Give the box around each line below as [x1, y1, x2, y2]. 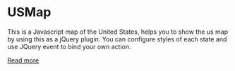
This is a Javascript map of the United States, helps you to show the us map [7, 27, 229, 36]
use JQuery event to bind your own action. [7, 42, 131, 51]
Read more [7, 56, 40, 64]
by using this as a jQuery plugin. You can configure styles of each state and [7, 34, 227, 43]
